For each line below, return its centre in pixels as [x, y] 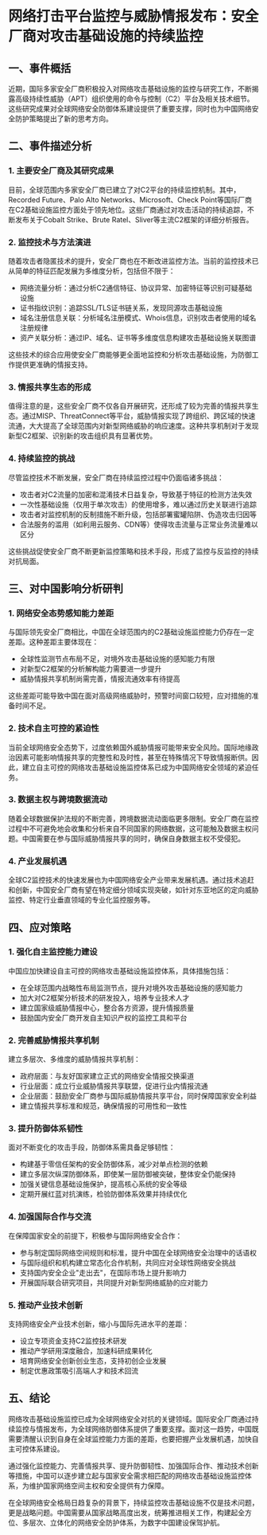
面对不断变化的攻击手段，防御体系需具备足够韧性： [92, 1147]
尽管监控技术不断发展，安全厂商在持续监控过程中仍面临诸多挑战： [116, 477]
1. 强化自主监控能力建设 [53, 952]
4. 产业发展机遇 [38, 861]
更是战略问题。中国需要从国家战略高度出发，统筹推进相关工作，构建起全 [126, 1512]
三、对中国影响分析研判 [66, 588]
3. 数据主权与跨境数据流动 [58, 800]
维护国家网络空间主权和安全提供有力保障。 [99, 1486]
